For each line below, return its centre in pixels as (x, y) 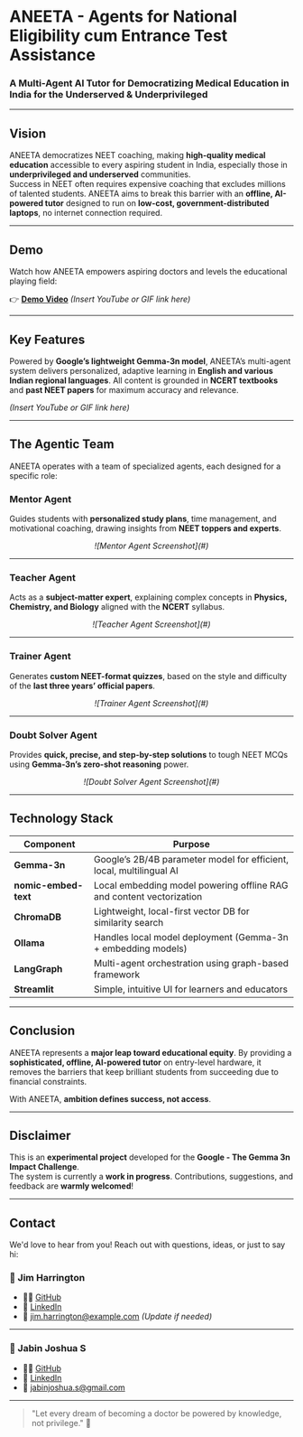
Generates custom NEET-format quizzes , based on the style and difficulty (148, 676)
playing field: (33, 281)
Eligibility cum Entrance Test (119, 36)
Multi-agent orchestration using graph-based (191, 963)
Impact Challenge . (44, 1167)
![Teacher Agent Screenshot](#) (151, 624)
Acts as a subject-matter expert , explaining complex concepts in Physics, (148, 597)
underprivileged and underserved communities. (100, 174)
